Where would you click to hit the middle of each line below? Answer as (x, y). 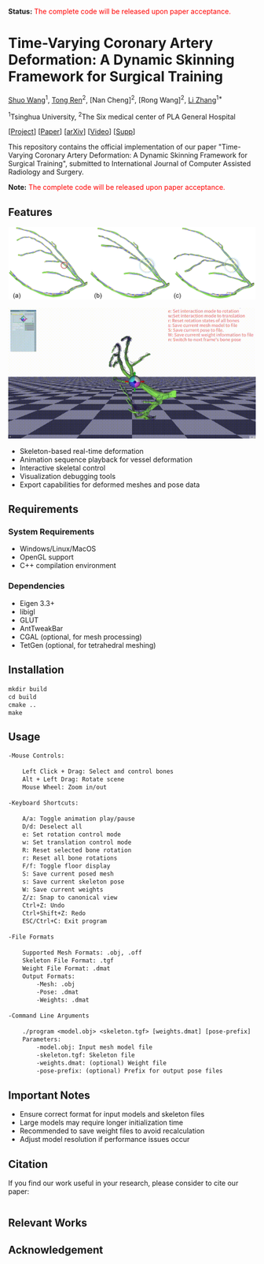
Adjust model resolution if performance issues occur (104, 1139)
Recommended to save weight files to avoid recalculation (112, 1131)
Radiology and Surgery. (46, 172)
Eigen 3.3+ (37, 603)
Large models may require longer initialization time (101, 1123)
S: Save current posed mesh (68, 874)
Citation (28, 1164)
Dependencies (37, 586)
